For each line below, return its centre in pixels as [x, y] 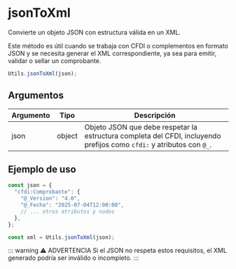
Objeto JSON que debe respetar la [141, 127]
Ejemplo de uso [42, 170]
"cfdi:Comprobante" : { [47, 192]
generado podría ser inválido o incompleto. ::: [74, 258]
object [67, 136]
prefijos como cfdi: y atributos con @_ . [148, 144]
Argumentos [36, 96]
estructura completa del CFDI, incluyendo [153, 136]
